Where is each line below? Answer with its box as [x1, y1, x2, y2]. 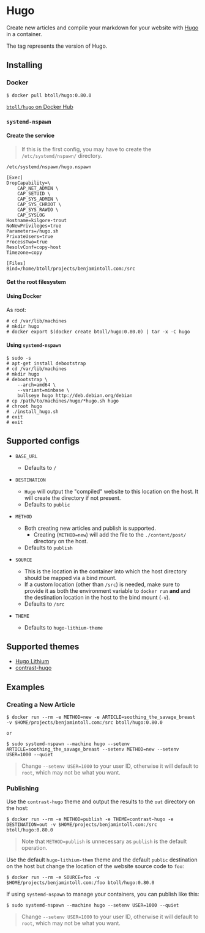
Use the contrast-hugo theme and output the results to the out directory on [6, 798, 195, 805]
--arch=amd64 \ [17, 382, 56, 388]
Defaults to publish [24, 544, 73, 551]
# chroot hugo [6, 403, 43, 409]
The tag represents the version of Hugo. [6, 42, 108, 50]
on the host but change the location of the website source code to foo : [6, 863, 185, 870]
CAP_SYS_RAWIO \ [17, 206, 59, 213]
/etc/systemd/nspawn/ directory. [21, 152, 102, 159]
